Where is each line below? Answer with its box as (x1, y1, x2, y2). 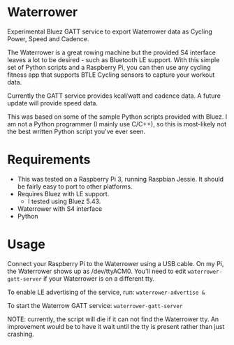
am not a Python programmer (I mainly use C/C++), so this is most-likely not (7, 119, 227, 128)
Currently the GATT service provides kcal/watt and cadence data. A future (7, 91, 221, 100)
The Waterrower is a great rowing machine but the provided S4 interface (7, 48, 217, 57)
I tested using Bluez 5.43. (27, 197, 101, 205)
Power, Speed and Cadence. (7, 34, 89, 43)
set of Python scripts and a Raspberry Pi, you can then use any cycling (7, 63, 211, 71)
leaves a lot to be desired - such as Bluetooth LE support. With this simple (7, 55, 220, 64)
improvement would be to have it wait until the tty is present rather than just (7, 322, 225, 330)
